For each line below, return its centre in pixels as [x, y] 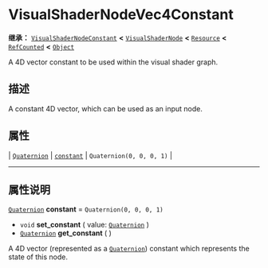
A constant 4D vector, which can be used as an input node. [106, 108]
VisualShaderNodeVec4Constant [121, 15]
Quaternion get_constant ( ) [65, 233]
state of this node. [38, 257]
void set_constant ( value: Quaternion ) [84, 225]
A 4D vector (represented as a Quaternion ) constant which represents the [129, 249]
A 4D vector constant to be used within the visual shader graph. [113, 62]
